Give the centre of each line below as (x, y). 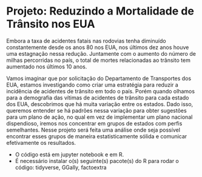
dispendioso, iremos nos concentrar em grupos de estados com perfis (94, 123)
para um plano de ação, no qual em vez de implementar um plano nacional (99, 117)
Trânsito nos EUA (51, 24)
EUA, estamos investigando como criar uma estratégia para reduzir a (93, 85)
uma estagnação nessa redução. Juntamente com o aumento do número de (101, 53)
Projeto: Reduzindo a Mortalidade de (100, 11)
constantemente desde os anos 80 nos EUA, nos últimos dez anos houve (98, 47)
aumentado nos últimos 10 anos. (47, 66)
